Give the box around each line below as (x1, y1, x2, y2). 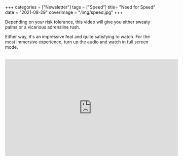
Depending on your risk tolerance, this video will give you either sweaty (5, 19, 150, 25)
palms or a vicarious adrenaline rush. (5, 24, 80, 30)
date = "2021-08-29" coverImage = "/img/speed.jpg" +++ (5, 9, 123, 15)
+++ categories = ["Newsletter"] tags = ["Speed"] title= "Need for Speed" (5, 4, 156, 10)
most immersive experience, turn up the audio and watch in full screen (5, 39, 149, 45)
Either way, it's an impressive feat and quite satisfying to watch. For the (5, 34, 150, 39)
